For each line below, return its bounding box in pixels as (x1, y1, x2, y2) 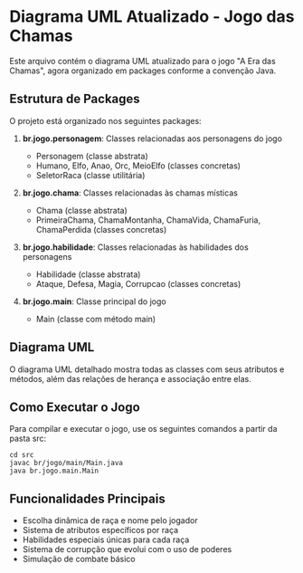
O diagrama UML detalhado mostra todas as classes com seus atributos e (9, 364, 285, 375)
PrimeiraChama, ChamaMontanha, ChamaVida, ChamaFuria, (35, 215, 260, 225)
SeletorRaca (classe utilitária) (35, 169, 146, 180)
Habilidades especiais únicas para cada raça (22, 534, 190, 545)
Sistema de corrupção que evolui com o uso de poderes (22, 544, 232, 555)
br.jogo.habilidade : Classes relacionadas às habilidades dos (22, 242, 249, 253)
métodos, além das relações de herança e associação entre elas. (9, 373, 251, 384)
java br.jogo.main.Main (9, 466, 99, 476)
